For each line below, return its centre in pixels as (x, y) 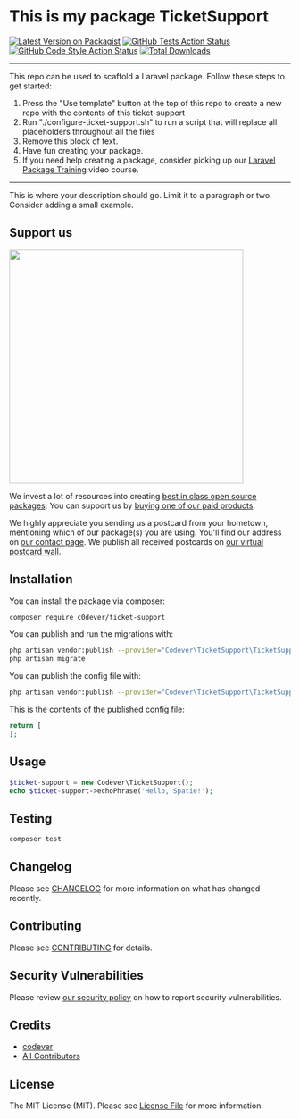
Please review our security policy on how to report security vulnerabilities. (146, 997)
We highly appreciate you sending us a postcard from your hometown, (139, 522)
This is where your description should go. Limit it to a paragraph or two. (141, 195)
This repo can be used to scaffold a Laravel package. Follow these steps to (147, 76)
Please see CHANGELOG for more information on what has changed (135, 888)
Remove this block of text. (70, 141)
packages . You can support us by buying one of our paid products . (133, 505)
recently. (25, 898)
